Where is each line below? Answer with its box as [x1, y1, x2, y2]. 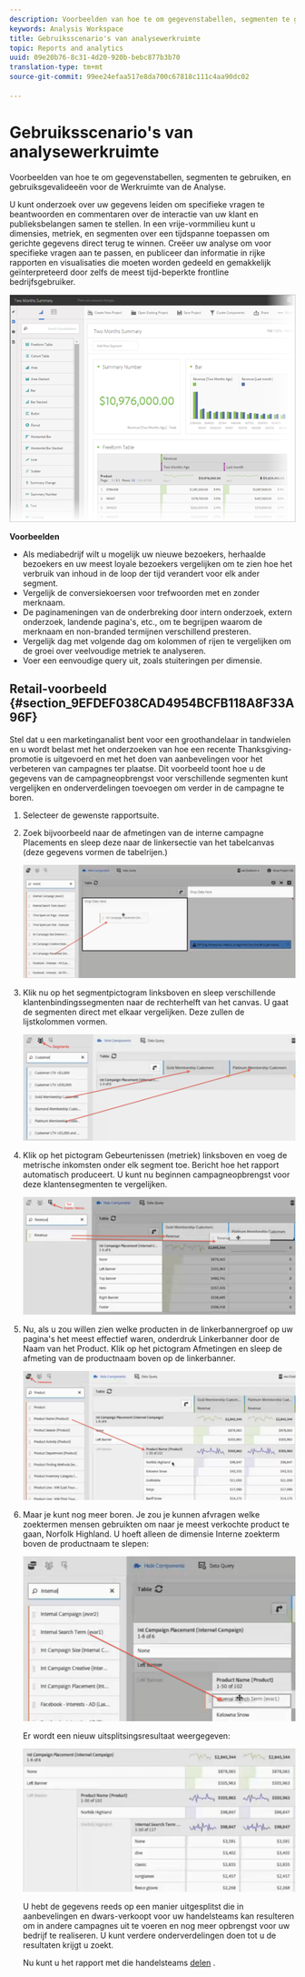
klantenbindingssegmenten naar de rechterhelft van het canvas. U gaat [22, 997, 289, 1008]
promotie [9, 753, 44, 764]
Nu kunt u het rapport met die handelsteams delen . [22, 1957, 216, 1969]
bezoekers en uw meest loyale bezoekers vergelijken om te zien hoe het [22, 558, 293, 569]
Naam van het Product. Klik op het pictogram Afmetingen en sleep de [22, 1343, 283, 1354]
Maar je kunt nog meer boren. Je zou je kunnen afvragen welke [22, 1509, 261, 1520]
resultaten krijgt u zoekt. [22, 1940, 114, 1951]
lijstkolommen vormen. [22, 1016, 108, 1027]
